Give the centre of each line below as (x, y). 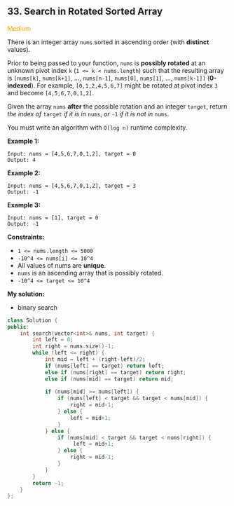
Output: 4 (22, 160)
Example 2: (24, 173)
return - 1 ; (48, 483)
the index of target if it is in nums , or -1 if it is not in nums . (88, 114)
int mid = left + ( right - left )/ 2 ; (95, 360)
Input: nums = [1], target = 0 (53, 218)
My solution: (26, 294)
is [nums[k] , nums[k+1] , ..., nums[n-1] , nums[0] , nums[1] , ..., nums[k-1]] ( (109, 78)
